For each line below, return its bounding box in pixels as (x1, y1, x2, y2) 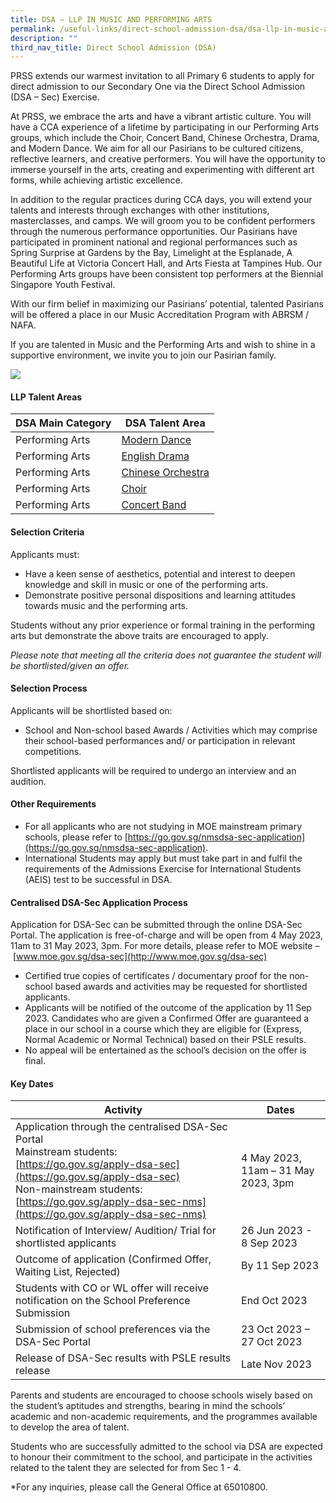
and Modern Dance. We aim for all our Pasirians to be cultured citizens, (10, 142, 304, 155)
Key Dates (10, 1077, 54, 1090)
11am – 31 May (241, 1164, 315, 1178)
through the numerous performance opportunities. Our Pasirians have (10, 226, 298, 238)
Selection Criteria (10, 526, 85, 538)
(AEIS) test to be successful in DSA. (24, 874, 173, 886)
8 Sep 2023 (241, 1236, 298, 1250)
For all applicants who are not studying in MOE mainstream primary (24, 821, 303, 833)
